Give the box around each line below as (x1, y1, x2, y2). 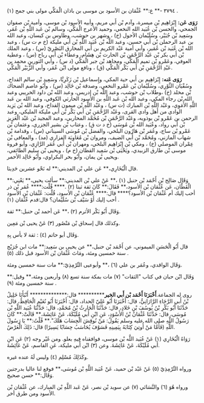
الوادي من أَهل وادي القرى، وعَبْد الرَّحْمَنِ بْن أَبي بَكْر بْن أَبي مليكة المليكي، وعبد (7, 108, 182, 115)
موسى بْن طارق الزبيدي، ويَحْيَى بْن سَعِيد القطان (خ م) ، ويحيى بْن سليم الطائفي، (7, 147, 186, 154)
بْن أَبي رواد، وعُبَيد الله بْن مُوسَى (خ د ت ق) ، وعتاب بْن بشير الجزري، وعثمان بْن (7, 121, 185, 128)
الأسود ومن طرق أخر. (7, 390, 56, 397)
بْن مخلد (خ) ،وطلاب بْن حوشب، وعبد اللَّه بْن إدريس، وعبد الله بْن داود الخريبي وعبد (7, 89, 191, 95)
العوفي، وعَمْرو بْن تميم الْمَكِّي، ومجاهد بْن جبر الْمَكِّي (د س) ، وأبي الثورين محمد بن (7, 58, 191, 64)
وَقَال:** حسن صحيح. (7, 371, 54, 379)
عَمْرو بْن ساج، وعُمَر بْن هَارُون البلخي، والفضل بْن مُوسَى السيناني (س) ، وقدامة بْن (7, 127, 191, 134)
